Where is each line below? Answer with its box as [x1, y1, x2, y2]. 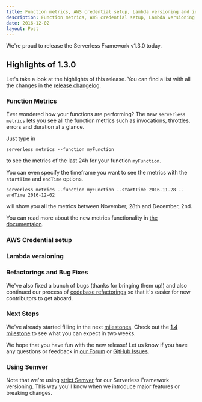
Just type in [6, 135, 36, 142]
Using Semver [6, 362, 48, 371]
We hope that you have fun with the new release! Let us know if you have [6, 341, 188, 348]
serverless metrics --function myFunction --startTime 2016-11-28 [6, 187, 176, 193]
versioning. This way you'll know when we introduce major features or [6, 383, 180, 390]
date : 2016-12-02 [6, 20, 50, 26]
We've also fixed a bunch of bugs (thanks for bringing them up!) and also [6, 282, 188, 289]
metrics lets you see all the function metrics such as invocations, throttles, [6, 117, 191, 124]
